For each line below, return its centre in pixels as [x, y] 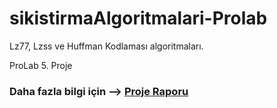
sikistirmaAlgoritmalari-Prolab [138, 18]
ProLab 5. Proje [41, 65]
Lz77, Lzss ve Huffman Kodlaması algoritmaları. [106, 46]
